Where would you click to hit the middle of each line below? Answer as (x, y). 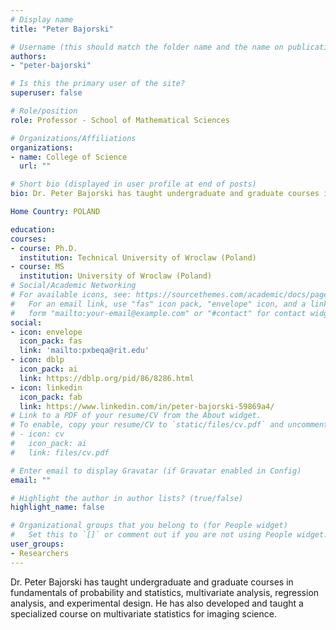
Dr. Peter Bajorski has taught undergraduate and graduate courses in (152, 582)
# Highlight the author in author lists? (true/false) (127, 498)
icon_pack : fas (51, 341)
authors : (28, 56)
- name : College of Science (69, 157)
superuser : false (46, 93)
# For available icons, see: (71, 295)
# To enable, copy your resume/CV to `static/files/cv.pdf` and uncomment (169, 425)
